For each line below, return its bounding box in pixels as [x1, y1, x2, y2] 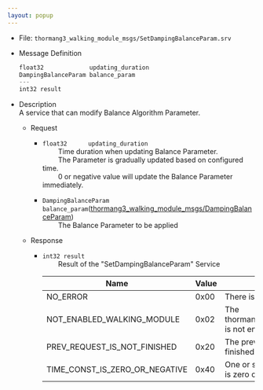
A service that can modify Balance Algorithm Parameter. [18, 108, 201, 118]
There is [224, 292, 255, 303]
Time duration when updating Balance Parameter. [57, 147, 218, 156]
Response [30, 236, 64, 245]
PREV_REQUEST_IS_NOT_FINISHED [46, 341, 177, 352]
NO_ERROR [46, 292, 88, 303]
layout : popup [7, 11, 54, 20]
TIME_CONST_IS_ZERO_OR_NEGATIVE [46, 364, 188, 375]
